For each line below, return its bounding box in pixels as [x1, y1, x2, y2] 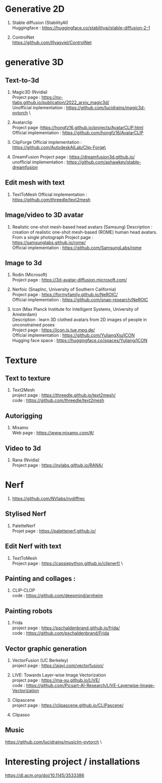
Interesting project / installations [5, 756, 141, 767]
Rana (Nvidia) [12, 457, 40, 463]
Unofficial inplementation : [12, 104, 65, 111]
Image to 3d [5, 258, 42, 267]
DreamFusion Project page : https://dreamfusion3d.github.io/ [12, 154, 135, 160]
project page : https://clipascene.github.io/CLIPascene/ [12, 702, 124, 708]
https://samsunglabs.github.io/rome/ [12, 239, 86, 245]
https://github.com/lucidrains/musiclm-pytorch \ [5, 739, 102, 745]
